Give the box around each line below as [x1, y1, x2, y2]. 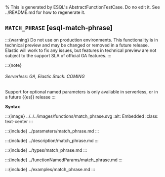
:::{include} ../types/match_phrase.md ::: [5, 147, 87, 153]
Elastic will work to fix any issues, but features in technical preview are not [5, 47, 157, 53]
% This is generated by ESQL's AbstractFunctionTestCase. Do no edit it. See [5, 4, 160, 10]
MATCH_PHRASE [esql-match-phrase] [5, 24, 113, 32]
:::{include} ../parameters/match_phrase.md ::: [5, 128, 99, 134]
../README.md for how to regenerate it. [5, 9, 85, 15]
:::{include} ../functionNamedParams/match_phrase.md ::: [5, 157, 123, 163]
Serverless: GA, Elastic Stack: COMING [5, 74, 85, 80]
